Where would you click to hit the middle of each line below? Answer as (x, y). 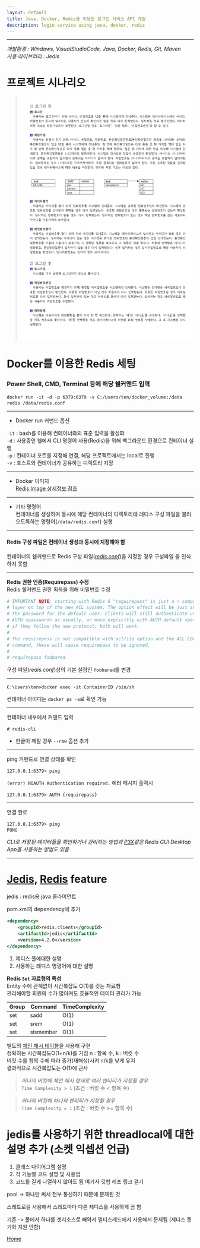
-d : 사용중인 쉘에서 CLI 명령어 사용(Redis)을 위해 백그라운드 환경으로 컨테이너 (97, 441)
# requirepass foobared (36, 658)
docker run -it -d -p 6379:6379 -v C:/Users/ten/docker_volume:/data (95, 397)
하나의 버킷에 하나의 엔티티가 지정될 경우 (68, 1101)
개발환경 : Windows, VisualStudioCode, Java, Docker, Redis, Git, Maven (94, 49)
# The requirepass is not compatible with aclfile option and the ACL (96, 639)
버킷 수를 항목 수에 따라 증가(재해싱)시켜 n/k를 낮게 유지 (71, 1061)
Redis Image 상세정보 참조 (46, 489)
